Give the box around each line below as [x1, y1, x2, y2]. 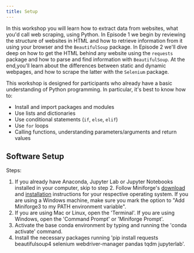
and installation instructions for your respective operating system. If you [14, 191, 189, 198]
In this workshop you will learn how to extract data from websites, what [6, 25, 179, 32]
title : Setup [6, 8, 38, 15]
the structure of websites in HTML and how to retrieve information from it [6, 37, 183, 44]
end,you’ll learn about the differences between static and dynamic [6, 62, 166, 69]
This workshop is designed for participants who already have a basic [6, 80, 173, 87]
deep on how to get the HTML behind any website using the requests [6, 49, 173, 56]
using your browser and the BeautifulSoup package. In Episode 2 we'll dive [6, 43, 188, 50]
